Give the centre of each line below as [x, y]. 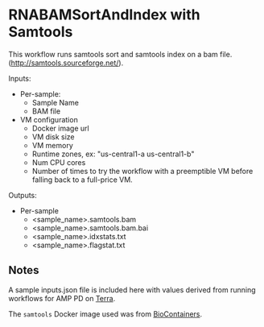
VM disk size [53, 137]
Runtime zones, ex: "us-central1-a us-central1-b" [113, 154]
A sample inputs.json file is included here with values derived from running [132, 290]
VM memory [53, 145]
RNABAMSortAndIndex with [104, 15]
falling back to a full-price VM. [82, 180]
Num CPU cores [59, 162]
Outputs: [23, 195]
